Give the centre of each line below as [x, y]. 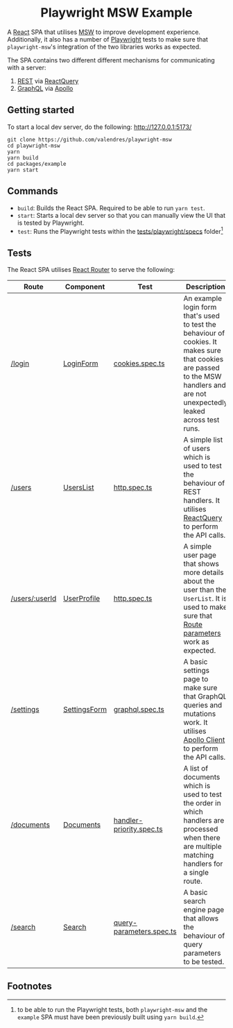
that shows [201, 564]
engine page [204, 910]
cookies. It [200, 342]
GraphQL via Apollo [45, 88]
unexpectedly [206, 402]
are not [195, 394]
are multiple [202, 846]
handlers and [205, 385]
